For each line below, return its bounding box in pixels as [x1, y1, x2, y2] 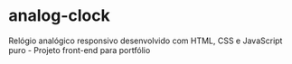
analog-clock [8, 5, 110, 26]
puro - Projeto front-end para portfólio [8, 44, 151, 55]
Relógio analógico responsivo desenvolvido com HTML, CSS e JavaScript [8, 35, 283, 46]
